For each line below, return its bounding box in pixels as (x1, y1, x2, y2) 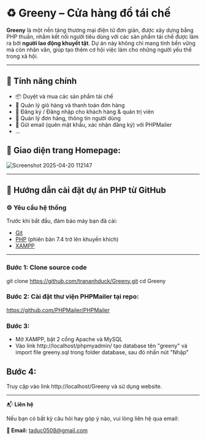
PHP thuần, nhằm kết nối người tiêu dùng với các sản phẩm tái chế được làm (6, 32, 199, 40)
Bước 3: (6, 322, 30, 330)
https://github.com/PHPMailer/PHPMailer (6, 306, 110, 314)
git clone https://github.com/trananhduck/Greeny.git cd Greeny (6, 277, 166, 284)
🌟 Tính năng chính (6, 76, 77, 86)
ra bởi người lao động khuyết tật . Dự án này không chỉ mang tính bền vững (6, 39, 196, 47)
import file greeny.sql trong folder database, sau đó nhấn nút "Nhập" (15, 349, 189, 356)
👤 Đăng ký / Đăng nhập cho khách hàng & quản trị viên (15, 108, 154, 115)
